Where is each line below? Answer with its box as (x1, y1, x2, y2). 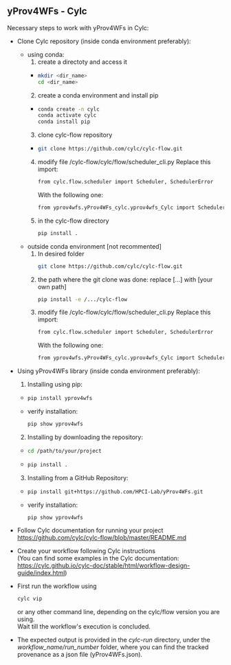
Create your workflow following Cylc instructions (16, 547, 156, 555)
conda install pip (37, 118, 91, 126)
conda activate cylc (37, 112, 97, 119)
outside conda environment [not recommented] (27, 242, 162, 250)
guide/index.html (16, 569, 65, 577)
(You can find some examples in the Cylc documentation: (16, 554, 179, 563)
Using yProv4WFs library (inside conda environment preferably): (16, 367, 201, 375)
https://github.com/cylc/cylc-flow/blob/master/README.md (16, 534, 187, 542)
